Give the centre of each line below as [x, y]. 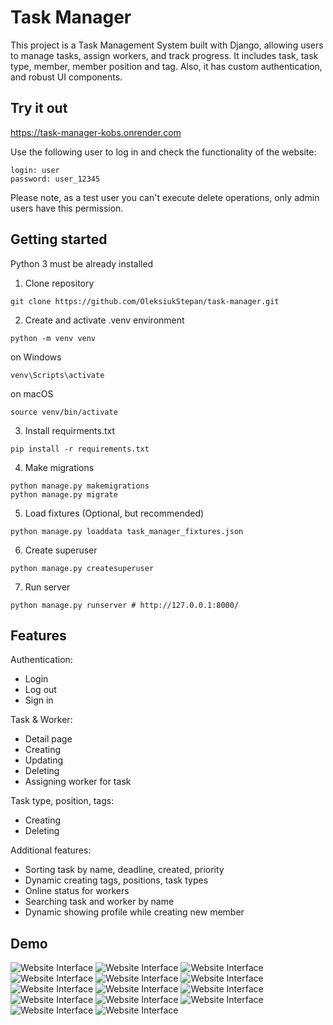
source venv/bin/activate [64, 412]
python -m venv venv [53, 338]
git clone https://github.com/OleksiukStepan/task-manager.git [145, 301]
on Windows [36, 357]
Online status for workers [77, 891]
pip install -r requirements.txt [80, 449]
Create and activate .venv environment [104, 320]
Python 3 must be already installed [82, 263]
